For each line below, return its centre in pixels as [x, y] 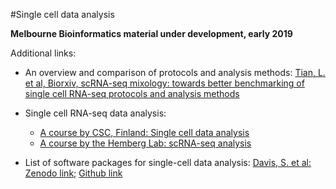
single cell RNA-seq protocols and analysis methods [132, 93]
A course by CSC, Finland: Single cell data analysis [144, 132]
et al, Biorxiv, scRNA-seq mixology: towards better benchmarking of [164, 83]
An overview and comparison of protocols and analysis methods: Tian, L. [175, 72]
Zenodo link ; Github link [73, 173]
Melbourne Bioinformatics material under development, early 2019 [151, 33]
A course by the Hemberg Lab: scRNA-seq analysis [145, 143]
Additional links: [43, 53]
